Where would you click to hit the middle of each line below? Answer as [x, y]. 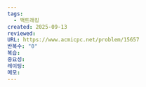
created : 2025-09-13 [38, 27]
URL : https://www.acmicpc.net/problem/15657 [73, 40]
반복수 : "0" [22, 46]
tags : [15, 14]
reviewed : [22, 33]
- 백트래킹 [27, 20]
